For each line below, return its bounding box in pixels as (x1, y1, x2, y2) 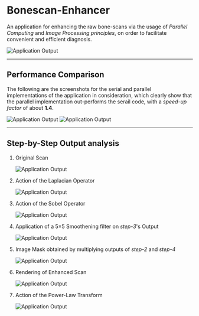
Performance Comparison (6, 70, 105, 80)
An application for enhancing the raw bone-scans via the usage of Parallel (6, 23, 188, 30)
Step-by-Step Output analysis (6, 138, 120, 148)
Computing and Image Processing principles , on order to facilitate (6, 29, 167, 36)
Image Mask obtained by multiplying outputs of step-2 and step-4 (15, 246, 176, 253)
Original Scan (15, 154, 48, 161)
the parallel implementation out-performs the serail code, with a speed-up (6, 98, 187, 105)
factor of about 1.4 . (6, 104, 54, 111)
